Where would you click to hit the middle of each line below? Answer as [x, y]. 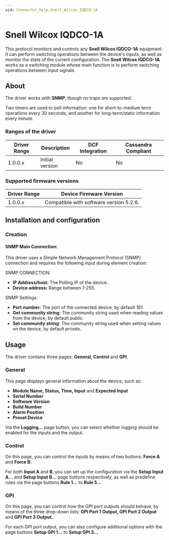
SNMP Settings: [22, 298]
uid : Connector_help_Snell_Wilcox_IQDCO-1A [52, 10]
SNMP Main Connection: [31, 246]
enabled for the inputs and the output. [45, 432]
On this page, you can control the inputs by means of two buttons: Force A [82, 456]
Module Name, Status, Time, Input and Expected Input [70, 390]
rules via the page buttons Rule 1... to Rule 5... [53, 482]
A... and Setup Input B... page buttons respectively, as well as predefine [80, 477]
